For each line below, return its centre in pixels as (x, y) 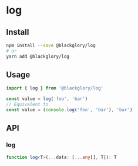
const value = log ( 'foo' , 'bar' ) (47, 99)
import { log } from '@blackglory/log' (55, 88)
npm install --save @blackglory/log (51, 45)
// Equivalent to (27, 104)
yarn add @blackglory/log (38, 57)
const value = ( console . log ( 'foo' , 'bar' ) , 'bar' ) (69, 110)
